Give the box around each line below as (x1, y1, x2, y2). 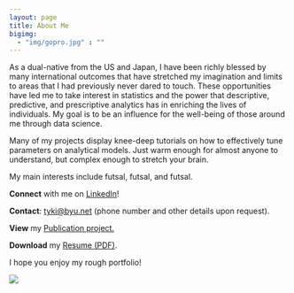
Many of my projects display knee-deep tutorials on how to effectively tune (9, 135, 283, 146)
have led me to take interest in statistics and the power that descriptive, (9, 90, 270, 101)
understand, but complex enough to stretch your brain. (9, 154, 210, 165)
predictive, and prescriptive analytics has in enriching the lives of (9, 99, 247, 111)
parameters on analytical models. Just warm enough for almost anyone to (9, 145, 279, 156)
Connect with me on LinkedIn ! (9, 189, 120, 199)
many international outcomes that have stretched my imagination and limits (9, 72, 283, 82)
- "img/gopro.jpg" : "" (17, 37, 104, 47)
